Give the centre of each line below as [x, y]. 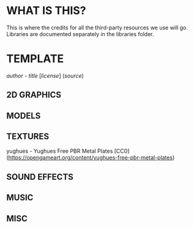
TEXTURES [28, 137]
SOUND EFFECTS [40, 177]
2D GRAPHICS [34, 95]
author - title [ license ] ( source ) [45, 75]
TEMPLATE [35, 59]
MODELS [24, 116]
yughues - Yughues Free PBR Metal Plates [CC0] [68, 151]
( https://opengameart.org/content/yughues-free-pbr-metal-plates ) [91, 158]
